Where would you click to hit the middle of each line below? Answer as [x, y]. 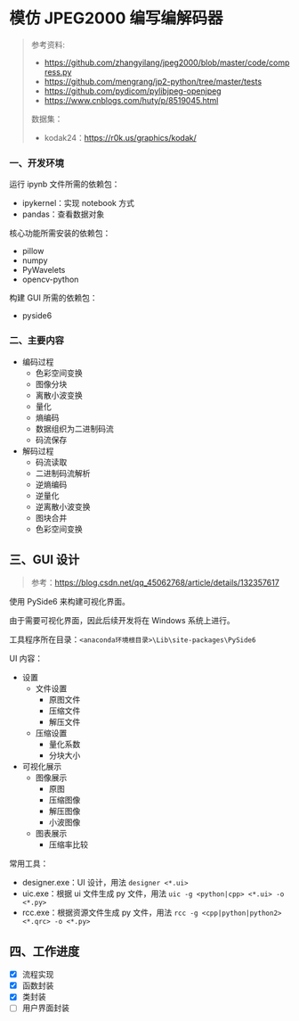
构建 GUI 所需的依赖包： [53, 298]
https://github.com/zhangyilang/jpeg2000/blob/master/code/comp [167, 62]
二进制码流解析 [63, 473]
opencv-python [50, 280]
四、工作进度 [44, 951]
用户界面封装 [45, 1008]
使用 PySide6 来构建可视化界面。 [70, 602]
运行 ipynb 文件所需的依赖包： [65, 185]
